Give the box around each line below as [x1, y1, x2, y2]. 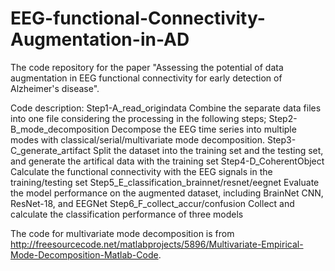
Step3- [266, 133, 297, 146]
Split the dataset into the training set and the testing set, [93, 144, 324, 156]
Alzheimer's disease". [10, 82, 100, 94]
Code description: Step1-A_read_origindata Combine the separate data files [10, 102, 322, 114]
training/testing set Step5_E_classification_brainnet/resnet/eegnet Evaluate [10, 176, 320, 188]
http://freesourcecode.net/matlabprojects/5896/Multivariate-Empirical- [10, 238, 304, 250]
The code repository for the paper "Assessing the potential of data [10, 61, 284, 73]
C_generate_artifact [10, 144, 92, 156]
